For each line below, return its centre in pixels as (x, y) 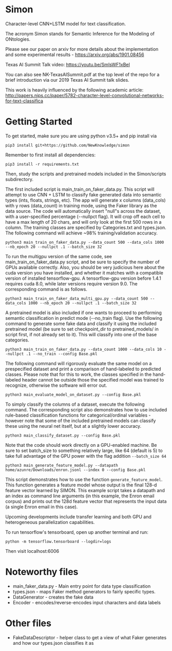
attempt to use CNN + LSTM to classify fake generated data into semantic (83, 194)
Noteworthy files (42, 572)
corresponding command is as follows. (46, 289)
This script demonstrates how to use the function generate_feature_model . (84, 479)
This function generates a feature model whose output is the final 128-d (81, 485)
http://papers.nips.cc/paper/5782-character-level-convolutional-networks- (85, 95)
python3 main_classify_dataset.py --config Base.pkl (63, 436)
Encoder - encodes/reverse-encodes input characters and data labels (87, 602)
